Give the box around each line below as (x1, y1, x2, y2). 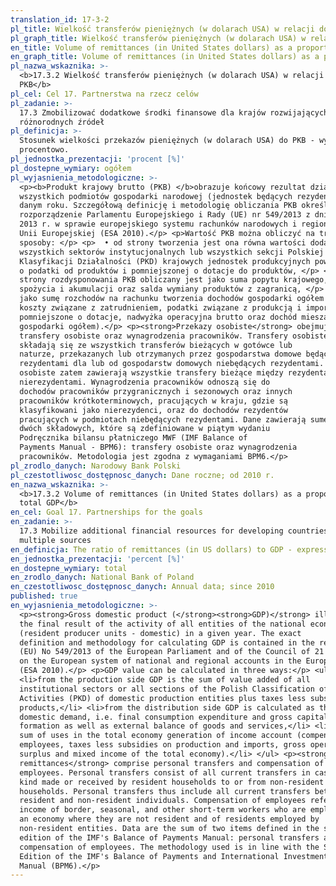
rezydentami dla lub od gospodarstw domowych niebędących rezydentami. (19, 359, 325, 369)
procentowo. (19, 145, 70, 155)
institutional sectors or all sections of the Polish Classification (19, 684, 315, 694)
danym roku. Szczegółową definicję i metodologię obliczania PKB (19, 201, 298, 211)
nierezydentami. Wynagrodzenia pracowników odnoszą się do (19, 377, 271, 387)
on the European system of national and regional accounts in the (19, 656, 302, 666)
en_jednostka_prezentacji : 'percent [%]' (10, 554, 186, 564)
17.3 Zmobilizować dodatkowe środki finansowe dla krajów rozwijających (19, 107, 329, 118)
